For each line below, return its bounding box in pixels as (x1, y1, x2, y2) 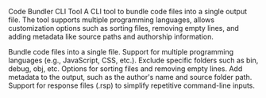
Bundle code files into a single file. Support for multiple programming (8, 47, 234, 56)
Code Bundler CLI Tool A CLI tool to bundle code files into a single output (8, 7, 248, 16)
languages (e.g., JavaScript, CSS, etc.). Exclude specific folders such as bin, (8, 55, 259, 65)
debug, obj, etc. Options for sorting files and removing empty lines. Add (8, 64, 243, 73)
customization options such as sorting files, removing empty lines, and (8, 24, 240, 32)
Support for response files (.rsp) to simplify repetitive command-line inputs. (8, 81, 256, 90)
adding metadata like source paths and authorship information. (8, 32, 214, 41)
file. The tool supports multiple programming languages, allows (8, 15, 215, 24)
